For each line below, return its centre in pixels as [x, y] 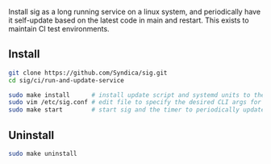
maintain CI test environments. [59, 29]
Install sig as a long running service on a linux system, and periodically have [134, 12]
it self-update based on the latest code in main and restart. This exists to [129, 20]
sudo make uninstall [43, 153]
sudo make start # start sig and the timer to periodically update [137, 110]
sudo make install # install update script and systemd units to [129, 95]
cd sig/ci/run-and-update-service [67, 80]
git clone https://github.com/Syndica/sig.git [88, 73]
